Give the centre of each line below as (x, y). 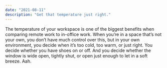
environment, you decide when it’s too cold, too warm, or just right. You (79, 45)
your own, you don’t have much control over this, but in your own (72, 40)
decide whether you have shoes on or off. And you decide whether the (78, 50)
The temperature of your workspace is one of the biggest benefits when (80, 29)
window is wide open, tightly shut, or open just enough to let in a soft (76, 55)
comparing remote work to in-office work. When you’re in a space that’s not (83, 34)
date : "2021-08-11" (26, 10)
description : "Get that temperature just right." (58, 15)
